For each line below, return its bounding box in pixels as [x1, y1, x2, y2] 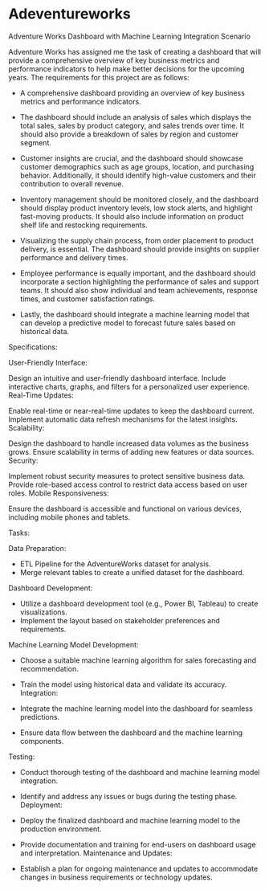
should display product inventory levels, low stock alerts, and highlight [19, 202, 253, 213]
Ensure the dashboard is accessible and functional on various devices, [8, 504, 243, 513]
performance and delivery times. [19, 252, 128, 262]
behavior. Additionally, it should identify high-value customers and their [19, 170, 257, 180]
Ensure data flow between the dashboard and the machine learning [19, 728, 243, 737]
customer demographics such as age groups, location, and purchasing [19, 161, 255, 171]
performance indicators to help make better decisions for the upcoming [8, 63, 245, 73]
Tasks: [8, 528, 31, 537]
